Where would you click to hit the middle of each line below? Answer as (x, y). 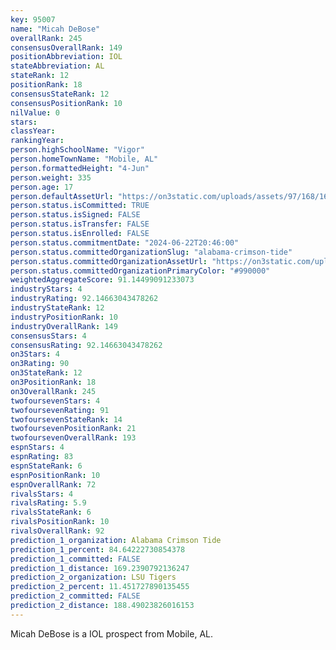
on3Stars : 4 (35, 354)
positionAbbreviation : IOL (66, 57)
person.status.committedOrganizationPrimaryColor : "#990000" (140, 271)
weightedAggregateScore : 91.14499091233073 (102, 280)
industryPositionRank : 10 (64, 317)
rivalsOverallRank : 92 (57, 531)
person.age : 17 (42, 187)
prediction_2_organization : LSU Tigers (93, 577)
